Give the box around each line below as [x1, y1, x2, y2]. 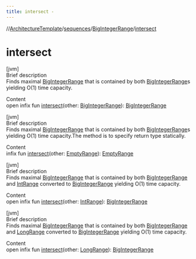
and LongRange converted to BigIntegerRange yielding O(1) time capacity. [6, 228, 187, 235]
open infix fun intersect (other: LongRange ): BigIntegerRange [6, 246, 154, 253]
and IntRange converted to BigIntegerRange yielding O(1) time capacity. [6, 180, 181, 187]
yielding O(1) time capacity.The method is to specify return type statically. [6, 132, 186, 139]
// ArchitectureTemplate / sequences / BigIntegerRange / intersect [6, 25, 157, 32]
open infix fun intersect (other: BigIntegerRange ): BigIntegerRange [6, 102, 167, 109]
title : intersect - [6, 8, 54, 15]
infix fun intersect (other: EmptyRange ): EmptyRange [6, 150, 134, 157]
